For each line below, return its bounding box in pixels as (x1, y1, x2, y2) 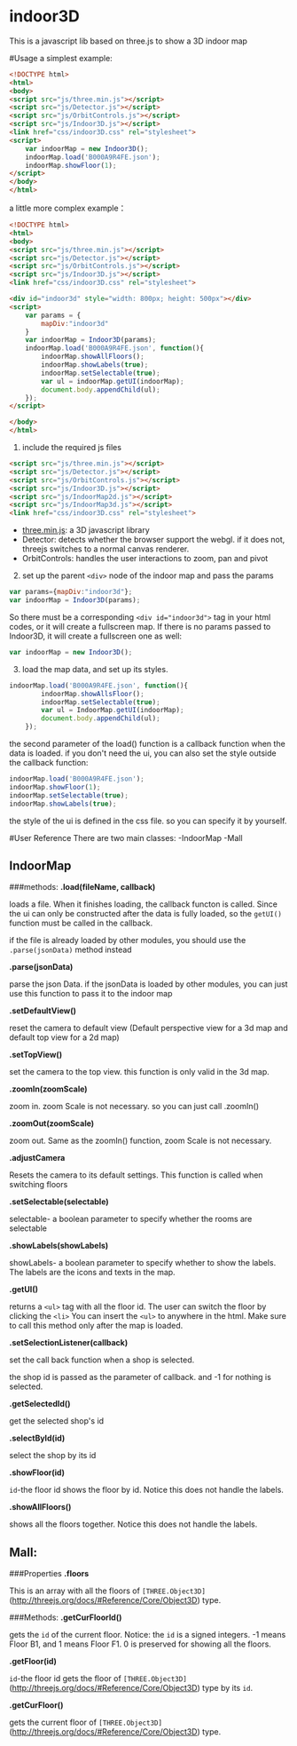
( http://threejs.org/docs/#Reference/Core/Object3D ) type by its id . (9, 1683, 254, 1694)
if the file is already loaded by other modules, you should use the (9, 935, 246, 946)
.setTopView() (9, 1050, 63, 1060)
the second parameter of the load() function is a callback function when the (9, 739, 285, 750)
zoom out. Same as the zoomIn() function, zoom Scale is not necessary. (9, 1135, 272, 1147)
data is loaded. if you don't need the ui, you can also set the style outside (9, 748, 277, 758)
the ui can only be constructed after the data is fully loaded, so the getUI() (9, 909, 282, 919)
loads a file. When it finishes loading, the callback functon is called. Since (9, 899, 277, 909)
